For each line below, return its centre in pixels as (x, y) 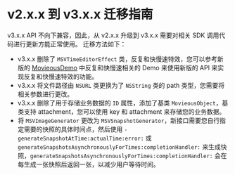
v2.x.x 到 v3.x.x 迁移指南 (80, 14)
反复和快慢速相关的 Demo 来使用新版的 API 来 (151, 67)
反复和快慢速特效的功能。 (61, 76)
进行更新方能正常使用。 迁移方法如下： (70, 44)
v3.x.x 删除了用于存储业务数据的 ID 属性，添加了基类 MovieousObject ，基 (123, 103)
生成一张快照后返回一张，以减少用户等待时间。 (91, 164)
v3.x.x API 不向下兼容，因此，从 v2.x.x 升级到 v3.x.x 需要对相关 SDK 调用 (113, 35)
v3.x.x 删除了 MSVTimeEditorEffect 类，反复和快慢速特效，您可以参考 (118, 59)
